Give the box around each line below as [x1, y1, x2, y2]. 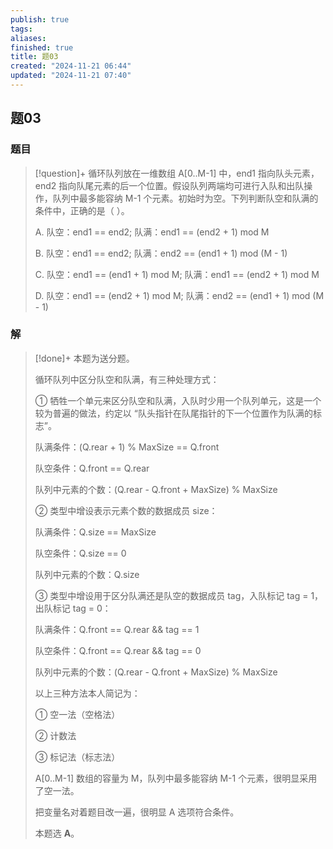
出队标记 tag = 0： [34, 602, 112, 614]
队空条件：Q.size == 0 [34, 547, 127, 559]
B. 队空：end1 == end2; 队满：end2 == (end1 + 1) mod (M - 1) [34, 247, 288, 259]
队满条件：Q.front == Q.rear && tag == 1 [34, 623, 200, 635]
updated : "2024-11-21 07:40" [10, 71, 132, 81]
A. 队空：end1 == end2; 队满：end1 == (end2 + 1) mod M [34, 226, 270, 238]
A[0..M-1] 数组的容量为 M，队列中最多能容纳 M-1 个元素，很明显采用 [34, 772, 318, 784]
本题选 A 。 [34, 827, 80, 839]
